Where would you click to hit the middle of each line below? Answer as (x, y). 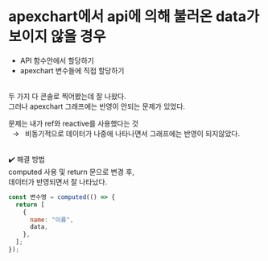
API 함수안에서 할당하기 (57, 60)
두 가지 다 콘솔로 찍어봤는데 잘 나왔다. (67, 96)
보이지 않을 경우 (57, 37)
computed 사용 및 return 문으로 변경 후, (72, 172)
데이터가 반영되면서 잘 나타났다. (58, 181)
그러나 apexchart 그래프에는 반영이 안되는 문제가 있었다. (97, 106)
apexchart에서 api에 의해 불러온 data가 (134, 17)
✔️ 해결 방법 (27, 159)
